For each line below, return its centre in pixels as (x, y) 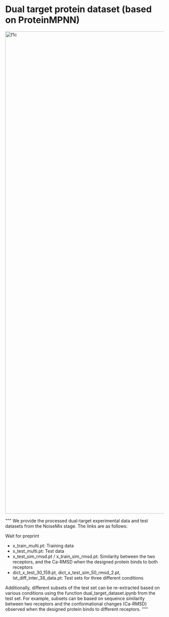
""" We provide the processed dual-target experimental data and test (77, 520)
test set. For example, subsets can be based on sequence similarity (75, 598)
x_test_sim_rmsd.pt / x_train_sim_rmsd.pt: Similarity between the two (84, 556)
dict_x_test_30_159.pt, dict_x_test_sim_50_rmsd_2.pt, (66, 573)
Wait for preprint (22, 536)
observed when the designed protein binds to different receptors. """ (77, 609)
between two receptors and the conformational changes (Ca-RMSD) (76, 604)
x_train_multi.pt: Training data (43, 545)
